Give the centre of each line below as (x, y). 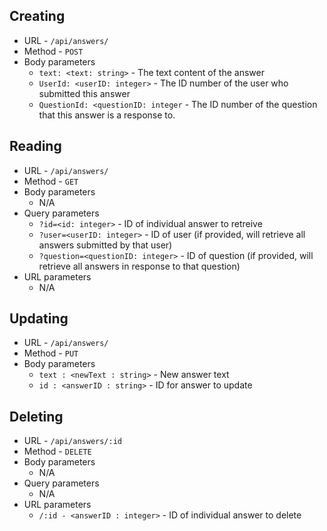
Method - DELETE (57, 451)
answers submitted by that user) (105, 245)
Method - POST (53, 51)
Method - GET (51, 181)
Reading (35, 146)
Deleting (36, 416)
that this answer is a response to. (107, 115)
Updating (39, 319)
